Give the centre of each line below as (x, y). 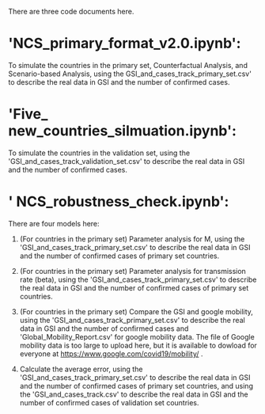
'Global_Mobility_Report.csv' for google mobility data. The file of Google (137, 336)
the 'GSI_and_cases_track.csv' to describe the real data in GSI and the (134, 394)
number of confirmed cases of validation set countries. (109, 402)
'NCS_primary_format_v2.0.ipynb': (125, 44)
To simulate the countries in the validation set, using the (99, 153)
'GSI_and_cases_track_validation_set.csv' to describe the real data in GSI (127, 161)
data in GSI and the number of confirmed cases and (104, 329)
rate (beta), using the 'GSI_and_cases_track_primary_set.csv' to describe (138, 279)
